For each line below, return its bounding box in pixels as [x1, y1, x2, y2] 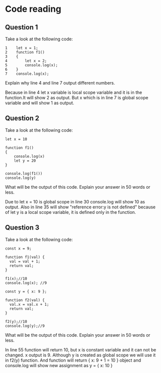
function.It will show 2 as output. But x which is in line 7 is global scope [5, 95, 148, 100]
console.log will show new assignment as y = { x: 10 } [5, 362, 113, 368]
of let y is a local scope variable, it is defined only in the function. [5, 209, 136, 215]
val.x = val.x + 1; [9, 302, 49, 307]
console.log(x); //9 [5, 280, 47, 286]
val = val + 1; [9, 259, 41, 264]
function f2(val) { [5, 297, 45, 303]
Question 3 [5, 224, 40, 232]
